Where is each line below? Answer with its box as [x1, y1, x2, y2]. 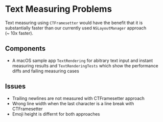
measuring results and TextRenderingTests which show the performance [12, 62, 159, 68]
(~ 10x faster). [5, 30, 33, 36]
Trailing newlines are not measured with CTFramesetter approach [12, 95, 145, 101]
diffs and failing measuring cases [12, 68, 79, 74]
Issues [5, 82, 26, 91]
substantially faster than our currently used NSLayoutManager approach [5, 25, 147, 30]
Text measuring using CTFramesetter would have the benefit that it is [5, 20, 143, 26]
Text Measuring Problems [5, 3, 112, 15]
